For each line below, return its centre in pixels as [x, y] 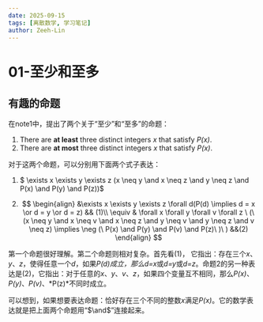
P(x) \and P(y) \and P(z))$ [62, 189]
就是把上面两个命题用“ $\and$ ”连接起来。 [82, 310]
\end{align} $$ [139, 237]
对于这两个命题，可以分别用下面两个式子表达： [84, 165]
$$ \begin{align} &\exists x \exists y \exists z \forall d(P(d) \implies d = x [138, 204]
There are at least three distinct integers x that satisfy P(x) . [116, 140]
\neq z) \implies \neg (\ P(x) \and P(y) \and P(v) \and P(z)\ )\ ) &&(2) [139, 229]
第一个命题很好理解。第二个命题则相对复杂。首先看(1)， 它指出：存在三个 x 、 [133, 254]
